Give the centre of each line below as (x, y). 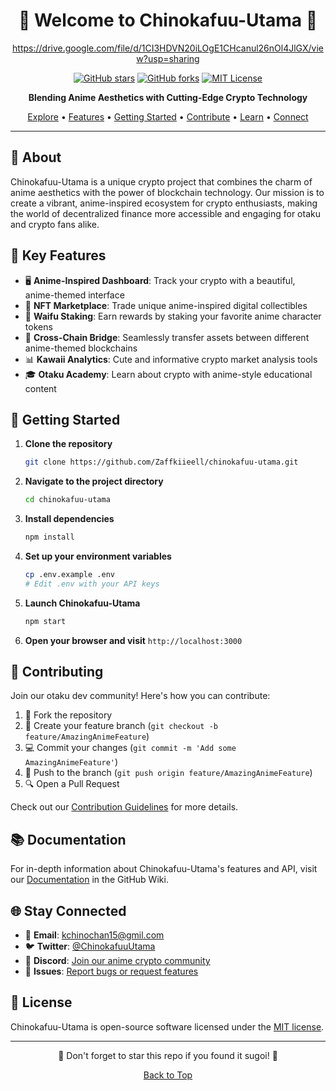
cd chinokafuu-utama (67, 500)
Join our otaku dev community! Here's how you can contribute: (140, 696)
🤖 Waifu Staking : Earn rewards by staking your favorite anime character (173, 316)
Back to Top (168, 1075)
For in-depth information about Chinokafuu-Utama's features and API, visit (164, 869)
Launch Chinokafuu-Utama (82, 603)
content (40, 388)
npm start (45, 621)
